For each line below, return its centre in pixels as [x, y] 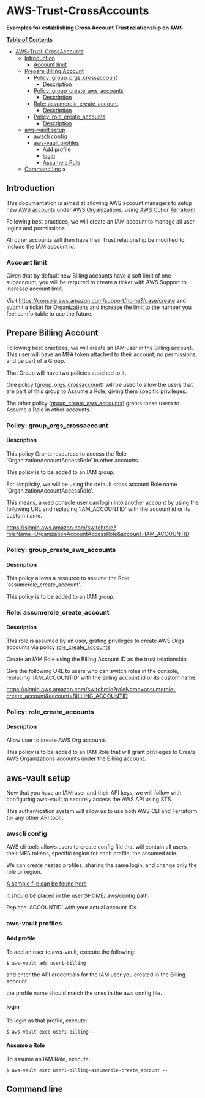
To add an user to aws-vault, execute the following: [71, 952]
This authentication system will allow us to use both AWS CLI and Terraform [102, 811]
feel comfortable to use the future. [50, 314]
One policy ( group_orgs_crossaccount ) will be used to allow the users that [100, 384]
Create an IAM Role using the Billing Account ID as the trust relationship [96, 659]
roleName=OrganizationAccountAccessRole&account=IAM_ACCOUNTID [98, 534]
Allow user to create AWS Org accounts [56, 740]
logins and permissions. [36, 228]
